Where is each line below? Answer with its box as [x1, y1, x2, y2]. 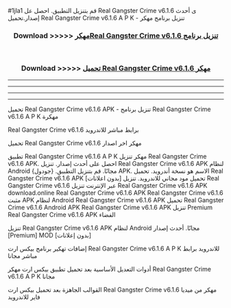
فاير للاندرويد [8, 292, 40, 301]
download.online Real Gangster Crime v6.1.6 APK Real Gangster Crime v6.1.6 [8, 189, 223, 197]
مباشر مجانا [8, 251, 38, 260]
